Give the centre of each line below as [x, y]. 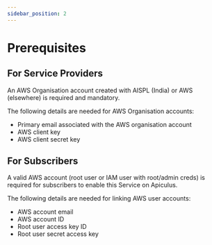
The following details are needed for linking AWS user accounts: [99, 198]
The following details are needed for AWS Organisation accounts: [101, 111]
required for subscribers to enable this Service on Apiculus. [92, 185]
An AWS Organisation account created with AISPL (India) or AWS [100, 90]
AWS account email [45, 212]
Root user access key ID [52, 227]
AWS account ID [41, 219]
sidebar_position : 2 [37, 14]
